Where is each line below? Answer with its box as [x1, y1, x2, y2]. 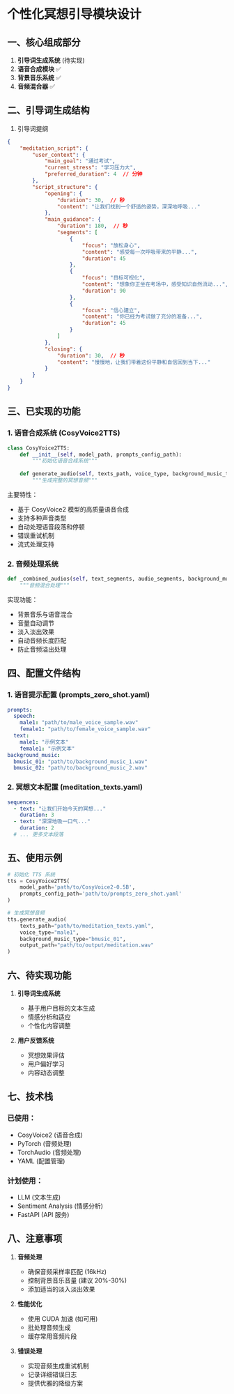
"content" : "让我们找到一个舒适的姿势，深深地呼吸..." [56, 203, 201, 210]
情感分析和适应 [27, 1013, 71, 1021]
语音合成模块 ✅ [17, 65, 61, 73]
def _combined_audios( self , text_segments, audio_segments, [7, 576, 186, 583]
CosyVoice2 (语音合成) [17, 1131, 84, 1139]
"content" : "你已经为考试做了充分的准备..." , [81, 313, 203, 321]
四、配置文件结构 [7, 667, 81, 680]
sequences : [7, 799, 39, 806]
